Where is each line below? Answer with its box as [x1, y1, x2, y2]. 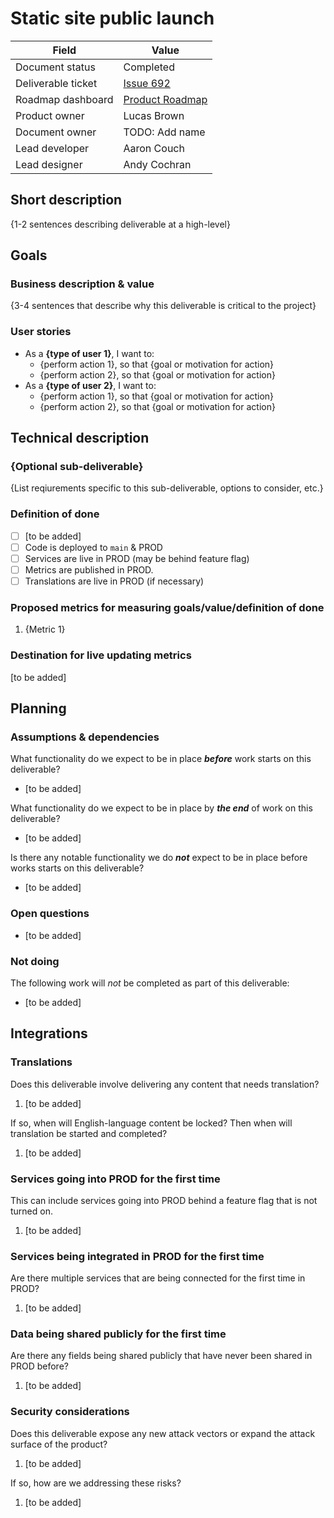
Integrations [10, 1025, 88, 1042]
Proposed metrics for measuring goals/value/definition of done [10, 600, 325, 614]
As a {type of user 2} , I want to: [24, 379, 157, 391]
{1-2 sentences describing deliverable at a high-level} [10, 218, 231, 230]
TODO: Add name [123, 125, 206, 139]
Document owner [15, 125, 97, 139]
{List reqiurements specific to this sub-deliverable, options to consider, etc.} [10, 482, 324, 494]
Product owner [15, 108, 85, 122]
